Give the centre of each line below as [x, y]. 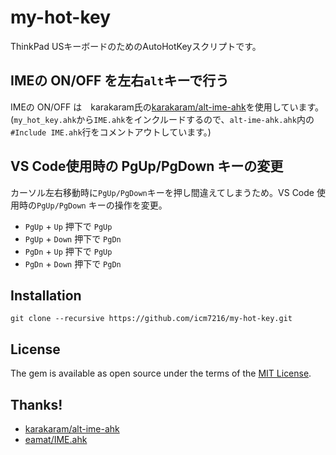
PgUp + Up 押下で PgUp [68, 226]
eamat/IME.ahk [56, 439]
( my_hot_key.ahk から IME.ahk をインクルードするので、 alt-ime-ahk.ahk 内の [162, 119]
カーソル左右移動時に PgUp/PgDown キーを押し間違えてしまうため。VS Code [162, 192]
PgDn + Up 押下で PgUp [68, 251]
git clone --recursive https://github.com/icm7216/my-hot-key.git [151, 319]
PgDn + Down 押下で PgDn [73, 263]
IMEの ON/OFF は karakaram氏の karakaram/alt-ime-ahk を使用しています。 [167, 107]
